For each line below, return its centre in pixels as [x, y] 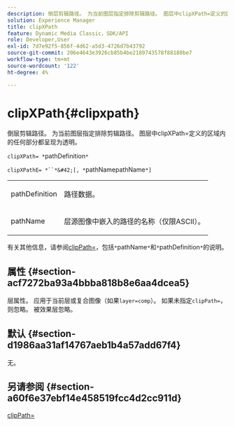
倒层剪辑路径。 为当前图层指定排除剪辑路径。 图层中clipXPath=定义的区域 [114, 133]
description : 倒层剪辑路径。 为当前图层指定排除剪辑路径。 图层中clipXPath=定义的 [117, 14]
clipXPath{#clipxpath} [73, 113]
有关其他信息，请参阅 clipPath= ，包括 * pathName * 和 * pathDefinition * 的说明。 [117, 247]
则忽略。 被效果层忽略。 [42, 310]
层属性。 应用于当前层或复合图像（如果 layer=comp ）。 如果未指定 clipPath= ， [117, 301]
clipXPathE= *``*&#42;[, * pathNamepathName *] [79, 170]
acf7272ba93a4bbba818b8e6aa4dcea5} [99, 283]
